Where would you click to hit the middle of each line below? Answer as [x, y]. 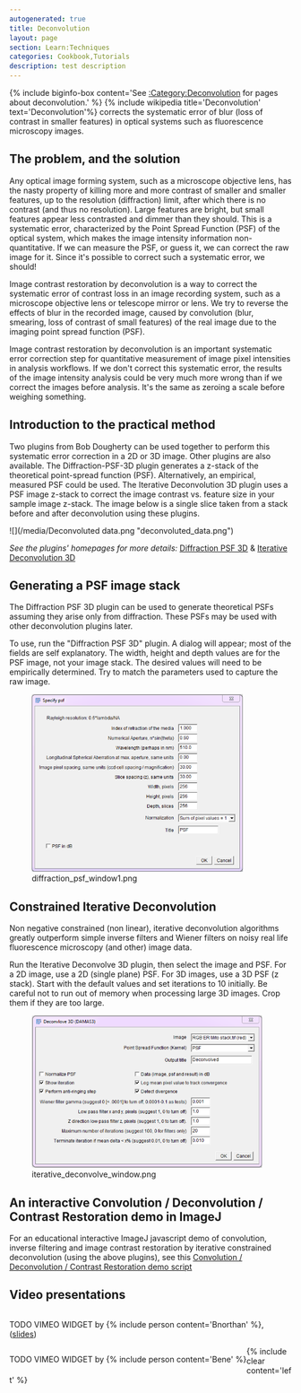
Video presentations [68, 1295]
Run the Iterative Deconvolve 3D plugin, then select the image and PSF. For [148, 965]
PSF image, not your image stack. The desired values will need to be [136, 663]
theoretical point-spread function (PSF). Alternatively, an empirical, [133, 474]
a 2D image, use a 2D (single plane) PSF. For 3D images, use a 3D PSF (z [144, 974]
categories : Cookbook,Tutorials [69, 57]
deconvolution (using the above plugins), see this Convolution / [126, 1258]
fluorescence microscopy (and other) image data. [101, 947]
